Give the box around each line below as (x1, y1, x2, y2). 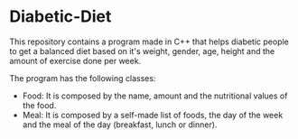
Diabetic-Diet (9, 6, 112, 27)
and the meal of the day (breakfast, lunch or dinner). (22, 119, 218, 130)
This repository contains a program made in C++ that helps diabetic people (9, 36, 289, 47)
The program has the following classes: (9, 72, 156, 83)
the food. (22, 99, 57, 110)
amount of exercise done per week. (9, 55, 142, 66)
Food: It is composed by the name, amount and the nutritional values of (22, 90, 288, 101)
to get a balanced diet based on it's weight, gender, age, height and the (9, 45, 275, 56)
